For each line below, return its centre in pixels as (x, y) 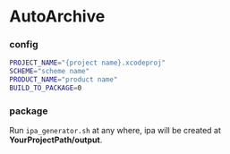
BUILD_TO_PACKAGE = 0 (46, 88)
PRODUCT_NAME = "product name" (64, 80)
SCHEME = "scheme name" (50, 72)
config (24, 45)
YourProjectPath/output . (56, 140)
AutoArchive (57, 17)
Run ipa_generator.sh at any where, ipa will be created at (115, 131)
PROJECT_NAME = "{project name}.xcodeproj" (88, 63)
